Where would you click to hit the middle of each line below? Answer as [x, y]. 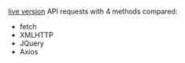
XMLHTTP [36, 35]
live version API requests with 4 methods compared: [93, 11]
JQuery [32, 43]
